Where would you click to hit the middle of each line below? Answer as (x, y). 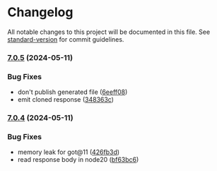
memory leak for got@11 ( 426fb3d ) (69, 152)
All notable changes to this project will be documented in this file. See (109, 32)
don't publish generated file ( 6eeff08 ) (72, 92)
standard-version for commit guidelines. (66, 39)
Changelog (40, 12)
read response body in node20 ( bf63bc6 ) (78, 160)
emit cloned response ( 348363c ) (66, 100)
